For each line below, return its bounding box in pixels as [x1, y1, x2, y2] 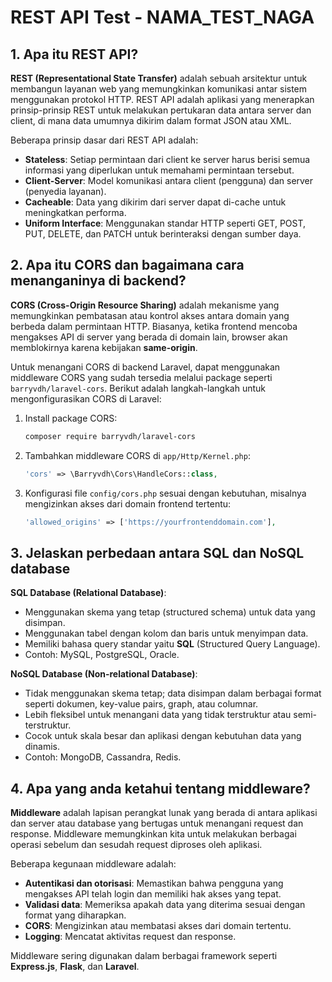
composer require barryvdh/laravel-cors [24, 431, 196, 441]
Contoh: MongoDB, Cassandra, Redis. [24, 751, 182, 763]
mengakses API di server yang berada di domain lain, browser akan [10, 331, 288, 343]
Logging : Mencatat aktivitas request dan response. [24, 931, 237, 943]
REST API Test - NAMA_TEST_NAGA [10, 6, 315, 29]
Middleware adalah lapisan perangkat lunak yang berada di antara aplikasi [10, 807, 318, 819]
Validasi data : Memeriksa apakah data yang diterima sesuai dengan [24, 899, 306, 911]
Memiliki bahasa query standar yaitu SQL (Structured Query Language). [24, 638, 321, 650]
